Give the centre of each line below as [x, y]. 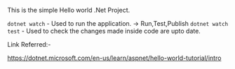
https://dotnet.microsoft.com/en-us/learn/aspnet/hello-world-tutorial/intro [114, 58]
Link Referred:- [29, 44]
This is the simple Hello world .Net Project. [69, 10]
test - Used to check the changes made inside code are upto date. [104, 31]
